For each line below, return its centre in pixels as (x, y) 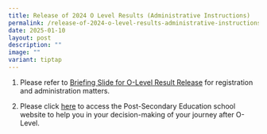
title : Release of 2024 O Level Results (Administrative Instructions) (129, 15)
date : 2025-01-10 (37, 30)
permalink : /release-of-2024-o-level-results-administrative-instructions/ (136, 23)
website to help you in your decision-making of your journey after (127, 114)
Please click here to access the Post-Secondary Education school (128, 106)
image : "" (25, 52)
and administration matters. (64, 90)
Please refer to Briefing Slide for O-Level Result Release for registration (136, 82)
